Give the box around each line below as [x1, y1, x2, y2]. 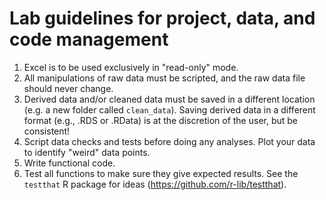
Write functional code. [23, 157, 116, 169]
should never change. [23, 82, 114, 94]
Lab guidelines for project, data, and [9, 7, 316, 30]
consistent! [23, 125, 71, 137]
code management [9, 28, 169, 51]
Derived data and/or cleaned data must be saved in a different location [23, 93, 316, 105]
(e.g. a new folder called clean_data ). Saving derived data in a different [23, 103, 316, 116]
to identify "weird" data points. [23, 146, 151, 158]
